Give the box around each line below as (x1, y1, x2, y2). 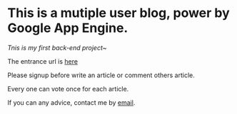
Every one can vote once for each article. (7, 84, 129, 93)
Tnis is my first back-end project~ (7, 43, 107, 52)
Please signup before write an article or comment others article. (7, 71, 195, 79)
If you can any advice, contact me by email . (7, 98, 136, 107)
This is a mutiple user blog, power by (7, 5, 230, 21)
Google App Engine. (7, 20, 128, 36)
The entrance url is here (7, 57, 79, 65)
